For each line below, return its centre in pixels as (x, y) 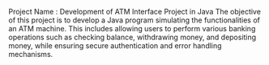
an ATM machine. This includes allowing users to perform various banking (132, 28)
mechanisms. (31, 54)
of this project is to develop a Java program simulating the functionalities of (134, 20)
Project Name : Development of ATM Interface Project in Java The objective (135, 12)
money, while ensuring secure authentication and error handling (115, 46)
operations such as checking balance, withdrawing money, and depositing (132, 37)
